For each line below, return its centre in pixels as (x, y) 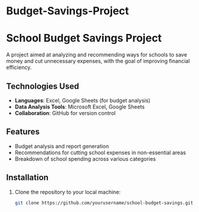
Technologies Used (42, 86)
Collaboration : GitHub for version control (65, 113)
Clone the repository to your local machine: (67, 192)
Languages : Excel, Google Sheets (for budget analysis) (82, 100)
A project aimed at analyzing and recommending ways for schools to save (97, 55)
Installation (27, 178)
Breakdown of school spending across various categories (85, 158)
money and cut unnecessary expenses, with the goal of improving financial (98, 61)
